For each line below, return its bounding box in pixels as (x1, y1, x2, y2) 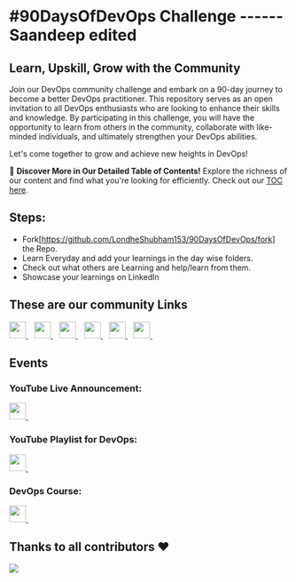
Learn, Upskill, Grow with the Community (9, 60, 241, 76)
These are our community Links (9, 298, 188, 313)
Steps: (9, 211, 46, 226)
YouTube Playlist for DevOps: (9, 434, 137, 446)
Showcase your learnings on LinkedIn (21, 271, 160, 282)
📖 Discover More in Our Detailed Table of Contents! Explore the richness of (9, 166, 288, 176)
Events (9, 355, 49, 371)
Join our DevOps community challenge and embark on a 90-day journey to (9, 84, 284, 94)
